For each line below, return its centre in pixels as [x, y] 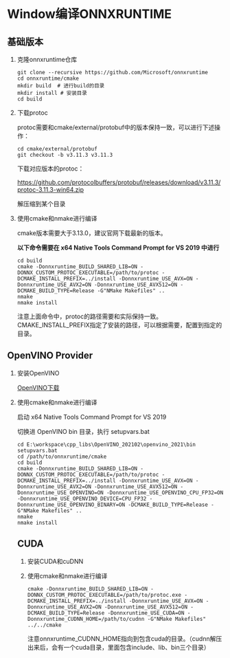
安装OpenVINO [38, 373]
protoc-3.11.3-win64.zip [50, 189]
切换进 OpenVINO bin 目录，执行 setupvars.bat [83, 431]
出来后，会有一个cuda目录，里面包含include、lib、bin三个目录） [118, 647]
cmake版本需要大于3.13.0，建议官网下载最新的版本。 [92, 233]
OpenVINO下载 [38, 387]
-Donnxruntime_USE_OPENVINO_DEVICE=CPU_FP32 [82, 498]
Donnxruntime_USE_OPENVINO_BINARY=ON [71, 505]
